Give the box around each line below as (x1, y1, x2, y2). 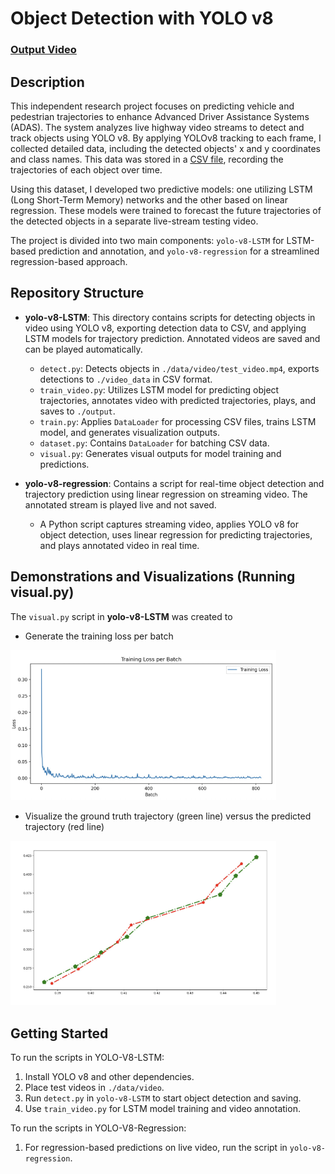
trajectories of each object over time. (10, 163, 163, 176)
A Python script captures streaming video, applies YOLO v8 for (39, 518, 299, 530)
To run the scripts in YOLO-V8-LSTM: (10, 1051, 165, 1063)
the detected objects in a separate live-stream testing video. (10, 215, 259, 227)
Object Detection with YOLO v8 (10, 7, 274, 30)
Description (10, 73, 85, 91)
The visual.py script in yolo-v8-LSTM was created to (10, 610, 233, 622)
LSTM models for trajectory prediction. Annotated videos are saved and (24, 332, 321, 344)
